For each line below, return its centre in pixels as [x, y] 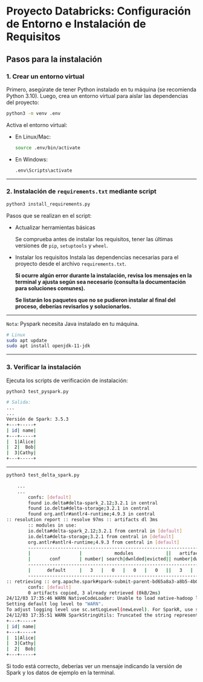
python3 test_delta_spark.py [43, 475]
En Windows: [31, 159]
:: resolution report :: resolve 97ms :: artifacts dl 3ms [82, 520]
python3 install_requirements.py [48, 204]
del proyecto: [23, 102]
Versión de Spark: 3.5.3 [37, 419]
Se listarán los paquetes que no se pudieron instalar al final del [95, 300]
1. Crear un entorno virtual [45, 76]
